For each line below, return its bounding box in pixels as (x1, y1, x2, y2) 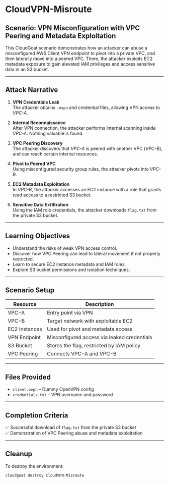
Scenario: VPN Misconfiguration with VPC (5, 24, 140, 32)
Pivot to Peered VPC (12, 160, 56, 167)
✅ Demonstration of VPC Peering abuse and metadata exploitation (5, 430, 143, 436)
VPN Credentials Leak (12, 99, 59, 105)
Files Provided (5, 372, 51, 382)
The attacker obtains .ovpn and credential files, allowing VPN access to (12, 104, 160, 111)
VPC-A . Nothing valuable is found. (12, 130, 84, 136)
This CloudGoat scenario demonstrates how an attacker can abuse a (5, 45, 147, 51)
